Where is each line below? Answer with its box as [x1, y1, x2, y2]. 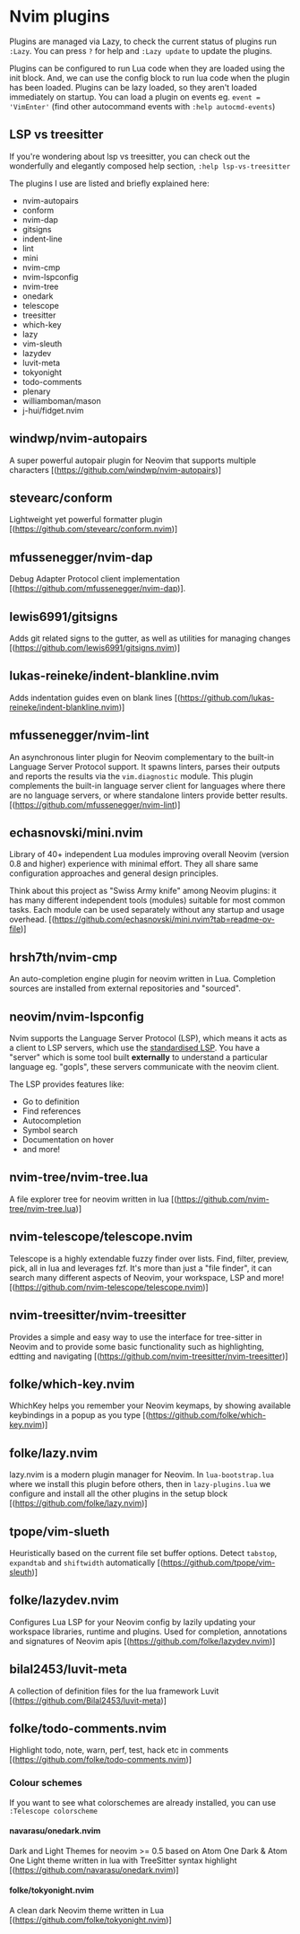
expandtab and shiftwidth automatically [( [9, 1557, 164, 1568]
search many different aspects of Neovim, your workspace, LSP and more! [9, 1272, 285, 1282]
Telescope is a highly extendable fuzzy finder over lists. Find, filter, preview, [9, 1253, 289, 1264]
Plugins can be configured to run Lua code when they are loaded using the [9, 63, 286, 74]
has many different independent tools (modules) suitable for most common [9, 895, 286, 906]
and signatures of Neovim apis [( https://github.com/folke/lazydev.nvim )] [9, 1635, 276, 1646]
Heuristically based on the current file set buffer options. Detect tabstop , [9, 1547, 278, 1558]
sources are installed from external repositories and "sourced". [9, 983, 242, 993]
